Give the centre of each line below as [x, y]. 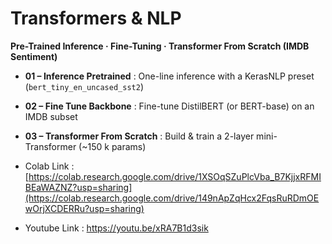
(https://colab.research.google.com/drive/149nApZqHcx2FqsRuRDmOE [172, 198]
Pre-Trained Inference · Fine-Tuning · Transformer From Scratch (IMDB [160, 46]
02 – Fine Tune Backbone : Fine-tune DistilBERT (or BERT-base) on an [169, 106]
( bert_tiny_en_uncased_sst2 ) [84, 86]
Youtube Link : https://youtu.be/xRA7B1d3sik [116, 228]
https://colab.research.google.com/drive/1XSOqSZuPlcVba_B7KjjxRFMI [175, 176]
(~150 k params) [112, 146]
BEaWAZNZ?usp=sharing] [78, 187]
